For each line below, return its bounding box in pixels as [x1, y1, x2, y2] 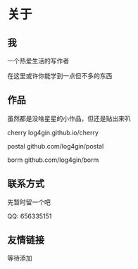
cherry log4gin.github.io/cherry [7, 128, 99, 137]
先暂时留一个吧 [7, 198, 51, 206]
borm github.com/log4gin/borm [7, 156, 99, 164]
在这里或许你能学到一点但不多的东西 [7, 72, 113, 80]
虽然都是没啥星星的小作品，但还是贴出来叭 [7, 114, 131, 123]
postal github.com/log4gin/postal [7, 142, 104, 150]
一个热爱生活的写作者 [7, 57, 69, 65]
